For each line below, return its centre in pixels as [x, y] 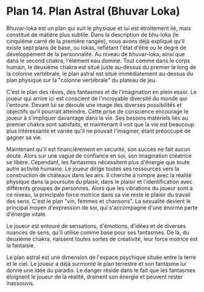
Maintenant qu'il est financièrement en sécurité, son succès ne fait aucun [98, 149]
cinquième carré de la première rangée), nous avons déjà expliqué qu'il [95, 41]
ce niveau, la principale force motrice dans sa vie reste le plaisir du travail [98, 194]
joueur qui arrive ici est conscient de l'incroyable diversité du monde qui [97, 98]
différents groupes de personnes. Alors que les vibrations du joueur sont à [100, 188]
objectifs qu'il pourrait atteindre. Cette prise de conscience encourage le [97, 111]
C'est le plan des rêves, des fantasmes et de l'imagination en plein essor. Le [101, 92]
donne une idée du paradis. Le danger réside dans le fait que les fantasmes [101, 270]
